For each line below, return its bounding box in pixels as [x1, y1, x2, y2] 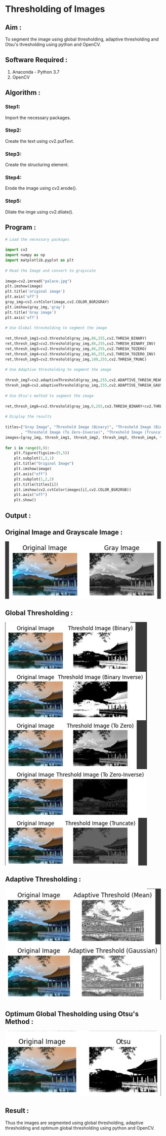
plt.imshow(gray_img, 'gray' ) [5, 305, 65, 309]
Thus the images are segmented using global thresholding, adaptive [5, 1120, 144, 1126]
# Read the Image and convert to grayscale [5, 268, 96, 273]
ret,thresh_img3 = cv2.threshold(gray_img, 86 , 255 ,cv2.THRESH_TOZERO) [5, 346, 147, 351]
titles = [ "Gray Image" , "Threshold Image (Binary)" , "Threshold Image [5, 425, 152, 430]
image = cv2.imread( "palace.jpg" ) [5, 278, 72, 284]
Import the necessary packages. [5, 115, 71, 121]
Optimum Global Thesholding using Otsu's [5, 1009, 139, 1018]
